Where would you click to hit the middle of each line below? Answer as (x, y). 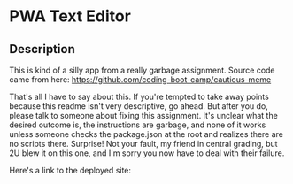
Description (42, 49)
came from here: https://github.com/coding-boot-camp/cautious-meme (140, 80)
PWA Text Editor (70, 16)
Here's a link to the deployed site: (70, 170)
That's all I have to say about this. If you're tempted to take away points (139, 96)
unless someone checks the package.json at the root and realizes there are (146, 134)
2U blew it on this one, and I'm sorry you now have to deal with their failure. (147, 153)
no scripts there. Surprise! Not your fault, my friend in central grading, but (143, 144)
